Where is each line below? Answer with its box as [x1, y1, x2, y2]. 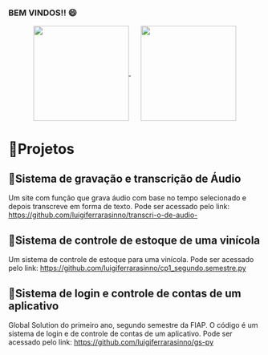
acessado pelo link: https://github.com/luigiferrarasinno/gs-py [8, 337, 214, 347]
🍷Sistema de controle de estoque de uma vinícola [8, 233, 261, 247]
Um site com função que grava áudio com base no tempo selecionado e [8, 193, 247, 203]
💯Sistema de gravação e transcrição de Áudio [8, 171, 242, 185]
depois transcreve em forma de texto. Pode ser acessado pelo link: [8, 202, 230, 212]
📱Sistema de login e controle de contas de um [8, 286, 242, 300]
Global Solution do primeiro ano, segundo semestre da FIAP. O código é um [8, 320, 258, 329]
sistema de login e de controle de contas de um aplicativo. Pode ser [8, 329, 233, 338]
